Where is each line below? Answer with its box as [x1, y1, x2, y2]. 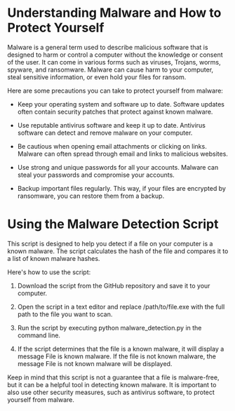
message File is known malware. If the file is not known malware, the [17, 352, 216, 361]
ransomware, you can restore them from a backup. [17, 191, 165, 200]
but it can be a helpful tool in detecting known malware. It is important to [7, 380, 217, 389]
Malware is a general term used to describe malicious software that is [7, 43, 208, 51]
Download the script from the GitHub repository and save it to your [17, 281, 210, 290]
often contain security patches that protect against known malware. [17, 107, 213, 116]
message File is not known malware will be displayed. [17, 359, 173, 368]
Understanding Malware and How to [7, 5, 222, 21]
